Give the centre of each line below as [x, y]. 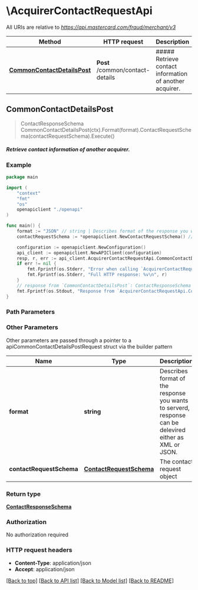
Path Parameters [30, 311]
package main [22, 177]
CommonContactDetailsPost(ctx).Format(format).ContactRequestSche [106, 130]
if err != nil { [37, 264]
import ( [17, 188]
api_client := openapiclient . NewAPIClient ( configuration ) [89, 253]
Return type [24, 494]
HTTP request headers [39, 550]
